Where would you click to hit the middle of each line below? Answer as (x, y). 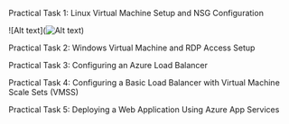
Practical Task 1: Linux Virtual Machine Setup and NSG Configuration (136, 13)
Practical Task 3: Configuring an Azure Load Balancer (108, 65)
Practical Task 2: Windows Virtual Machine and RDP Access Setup (132, 48)
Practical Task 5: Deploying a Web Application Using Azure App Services (144, 110)
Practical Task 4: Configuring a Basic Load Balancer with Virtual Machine (144, 83)
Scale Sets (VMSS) (43, 92)
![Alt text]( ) (47, 30)
